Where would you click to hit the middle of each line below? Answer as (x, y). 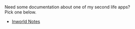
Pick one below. (21, 12)
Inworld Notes (26, 22)
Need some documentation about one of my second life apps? (67, 7)
